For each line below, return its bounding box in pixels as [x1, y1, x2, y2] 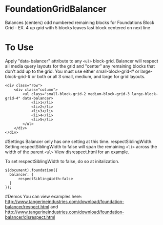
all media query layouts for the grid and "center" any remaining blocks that [5, 63, 155, 69]
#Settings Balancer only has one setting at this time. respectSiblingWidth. [5, 138, 153, 144]
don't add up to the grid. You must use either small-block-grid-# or [5, 68, 140, 74]
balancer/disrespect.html [5, 214, 55, 220]
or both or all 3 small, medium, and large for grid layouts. [31, 73, 145, 79]
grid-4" [5, 96, 21, 101]
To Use [5, 42, 34, 53]
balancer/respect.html [5, 204, 50, 209]
